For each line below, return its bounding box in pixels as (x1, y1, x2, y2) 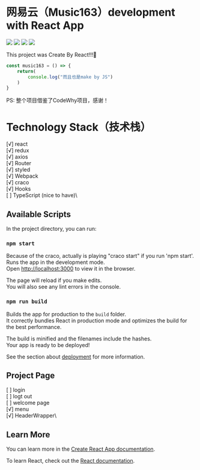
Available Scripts (6, 209, 71, 219)
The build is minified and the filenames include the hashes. (6, 335, 152, 342)
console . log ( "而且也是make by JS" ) (28, 74, 113, 80)
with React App (6, 19, 84, 33)
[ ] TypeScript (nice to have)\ (6, 192, 78, 199)
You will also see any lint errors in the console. (6, 283, 121, 290)
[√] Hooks (6, 185, 31, 193)
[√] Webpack (6, 172, 39, 180)
